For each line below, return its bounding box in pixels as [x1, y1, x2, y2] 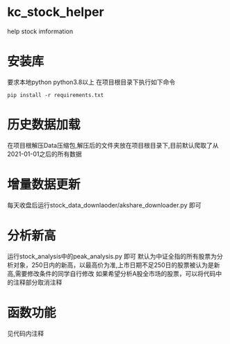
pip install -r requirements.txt [7, 92, 104, 98]
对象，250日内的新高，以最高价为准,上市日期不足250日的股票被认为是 [13, 261, 214, 269]
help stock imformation [7, 27, 74, 35]
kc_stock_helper [7, 4, 104, 20]
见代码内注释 [7, 329, 44, 337]
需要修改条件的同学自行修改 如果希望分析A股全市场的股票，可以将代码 [15, 269, 216, 277]
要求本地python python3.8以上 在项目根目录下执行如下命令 [7, 78, 176, 86]
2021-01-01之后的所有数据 [7, 150, 82, 158]
